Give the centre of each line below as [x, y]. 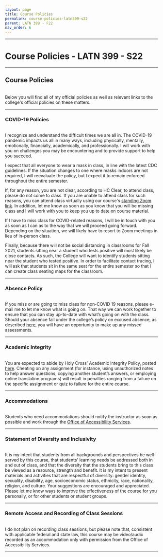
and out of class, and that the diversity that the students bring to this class [79, 465]
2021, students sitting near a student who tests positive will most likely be [78, 251]
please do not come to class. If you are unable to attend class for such [75, 196]
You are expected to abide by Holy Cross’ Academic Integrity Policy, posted [81, 363]
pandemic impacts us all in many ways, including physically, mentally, [75, 140]
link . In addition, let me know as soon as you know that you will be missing [79, 206]
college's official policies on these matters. [48, 102]
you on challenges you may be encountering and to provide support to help [80, 151]
